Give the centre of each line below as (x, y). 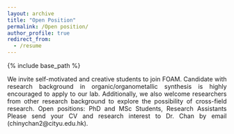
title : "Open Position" (42, 20)
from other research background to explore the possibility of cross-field (117, 101)
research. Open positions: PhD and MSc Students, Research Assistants (117, 109)
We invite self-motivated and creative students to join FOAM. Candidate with (117, 79)
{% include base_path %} (44, 66)
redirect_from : (29, 40)
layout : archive (31, 14)
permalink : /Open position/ (48, 26)
